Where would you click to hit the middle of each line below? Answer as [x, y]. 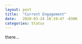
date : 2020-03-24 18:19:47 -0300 [41, 19]
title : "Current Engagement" [36, 14]
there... [12, 37]
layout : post [18, 10]
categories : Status [25, 23]
